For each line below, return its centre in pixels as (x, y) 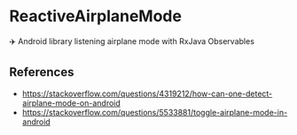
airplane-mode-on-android (71, 102)
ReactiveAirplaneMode (95, 16)
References (42, 72)
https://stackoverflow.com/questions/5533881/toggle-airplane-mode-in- (155, 112)
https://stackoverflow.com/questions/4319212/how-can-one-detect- (147, 94)
